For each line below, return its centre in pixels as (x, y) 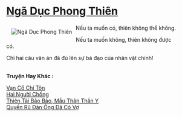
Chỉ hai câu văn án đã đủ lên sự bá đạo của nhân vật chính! (80, 58)
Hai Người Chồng (28, 94)
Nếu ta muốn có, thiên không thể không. (126, 28)
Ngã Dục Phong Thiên (62, 11)
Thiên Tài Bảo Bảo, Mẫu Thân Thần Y (53, 101)
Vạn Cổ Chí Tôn (26, 88)
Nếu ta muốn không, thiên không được (123, 39)
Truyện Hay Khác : (30, 76)
